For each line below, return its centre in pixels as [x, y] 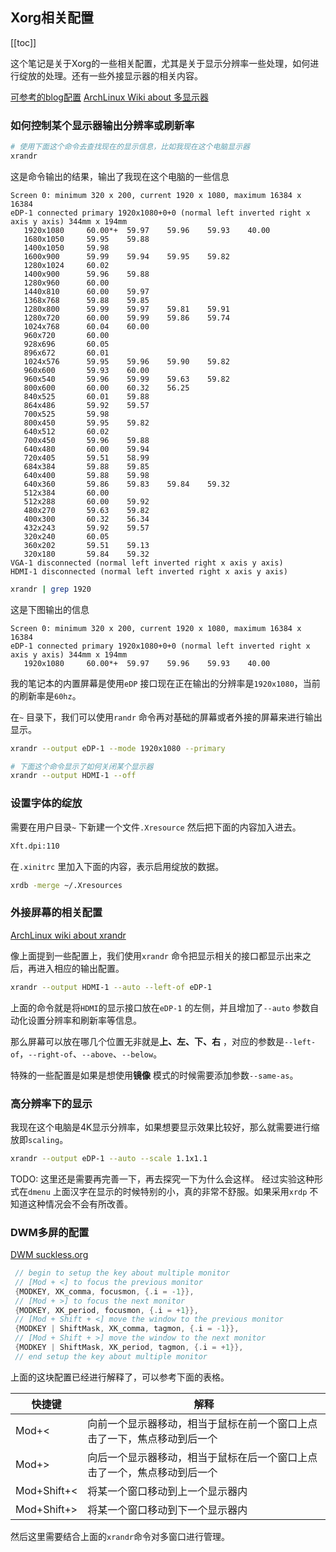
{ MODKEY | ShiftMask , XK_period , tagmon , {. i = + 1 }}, [129, 1348]
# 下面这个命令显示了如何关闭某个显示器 [82, 766]
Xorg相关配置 [52, 18]
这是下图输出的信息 [50, 609]
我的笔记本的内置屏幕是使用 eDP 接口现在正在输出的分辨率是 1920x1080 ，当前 [165, 683]
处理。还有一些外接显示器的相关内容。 [123, 75]
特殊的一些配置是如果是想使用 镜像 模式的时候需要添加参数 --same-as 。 [154, 1075]
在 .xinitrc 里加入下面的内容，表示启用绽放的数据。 [117, 866]
